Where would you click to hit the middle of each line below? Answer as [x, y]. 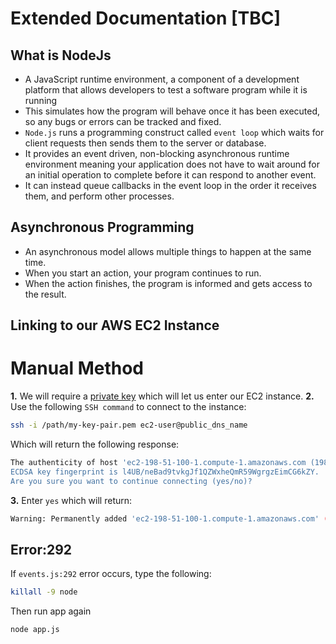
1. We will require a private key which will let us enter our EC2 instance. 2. [162, 396]
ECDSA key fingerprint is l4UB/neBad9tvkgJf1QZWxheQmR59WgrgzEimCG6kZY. [165, 472]
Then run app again [51, 611]
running [41, 100]
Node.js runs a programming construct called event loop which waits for [174, 132]
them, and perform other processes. [99, 196]
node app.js [35, 630]
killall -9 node [44, 592]
